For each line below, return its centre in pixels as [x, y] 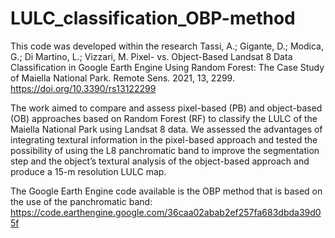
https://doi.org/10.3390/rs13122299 [83, 88]
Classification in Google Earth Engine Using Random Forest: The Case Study [167, 67]
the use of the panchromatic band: [81, 201]
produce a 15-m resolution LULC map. [88, 171]
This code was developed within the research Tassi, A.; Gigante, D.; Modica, [167, 46]
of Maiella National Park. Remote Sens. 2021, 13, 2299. [122, 78]
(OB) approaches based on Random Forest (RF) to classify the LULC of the [164, 118]
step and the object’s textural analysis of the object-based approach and [160, 161]
